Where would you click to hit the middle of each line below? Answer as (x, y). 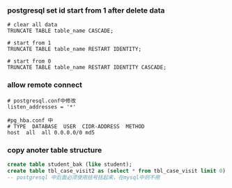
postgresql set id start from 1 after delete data (86, 10)
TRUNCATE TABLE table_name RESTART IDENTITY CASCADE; (87, 68)
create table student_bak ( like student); (70, 164)
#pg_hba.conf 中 (30, 120)
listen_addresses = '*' (42, 107)
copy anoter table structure (55, 150)
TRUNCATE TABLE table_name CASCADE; (60, 31)
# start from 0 (29, 61)
